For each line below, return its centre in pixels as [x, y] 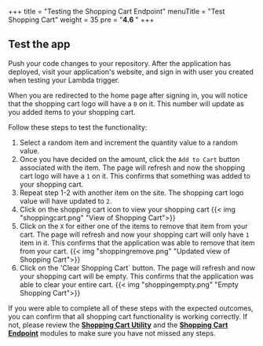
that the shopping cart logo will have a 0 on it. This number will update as [126, 103]
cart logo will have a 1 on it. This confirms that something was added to [135, 175]
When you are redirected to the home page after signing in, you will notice [128, 95]
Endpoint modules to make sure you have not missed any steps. [112, 333]
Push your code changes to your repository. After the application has [120, 63]
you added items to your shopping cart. [72, 112]
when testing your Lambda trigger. [64, 80]
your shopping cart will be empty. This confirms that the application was [136, 276]
